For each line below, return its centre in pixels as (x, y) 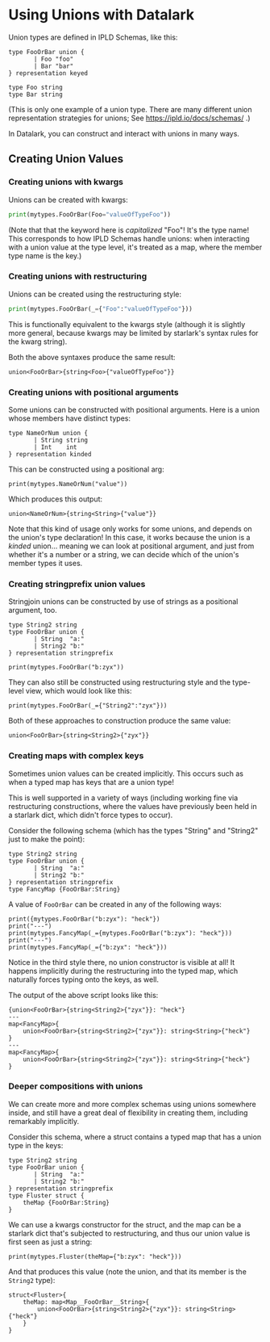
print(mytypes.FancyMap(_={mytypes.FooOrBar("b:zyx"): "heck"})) (120, 933)
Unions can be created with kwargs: (68, 199)
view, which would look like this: (79, 691)
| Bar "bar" (54, 66)
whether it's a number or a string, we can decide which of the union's (124, 554)
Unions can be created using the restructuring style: (95, 294)
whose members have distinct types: (70, 418)
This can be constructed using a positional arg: (86, 469)
